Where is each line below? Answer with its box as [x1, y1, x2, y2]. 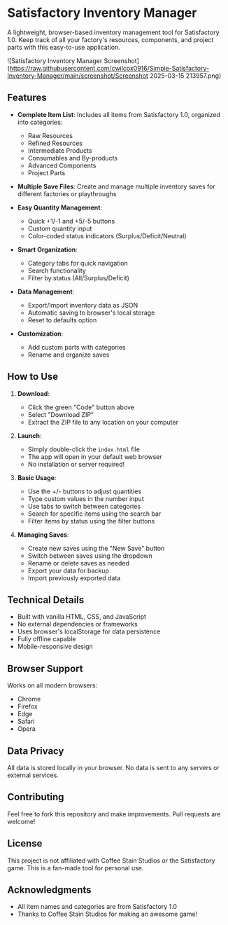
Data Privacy [7, 745, 64, 757]
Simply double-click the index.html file [27, 445, 140, 453]
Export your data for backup [27, 566, 110, 575]
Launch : [17, 431, 42, 439]
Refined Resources [27, 139, 83, 147]
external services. [7, 771, 59, 779]
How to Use [7, 371, 59, 383]
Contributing [7, 791, 64, 803]
